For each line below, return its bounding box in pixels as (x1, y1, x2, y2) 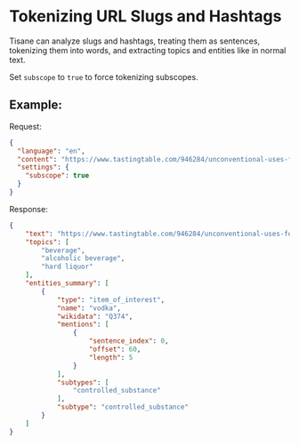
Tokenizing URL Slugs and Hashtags (9, 6, 282, 27)
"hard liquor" (41, 262, 93, 272)
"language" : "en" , (17, 147, 86, 155)
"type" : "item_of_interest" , (56, 295, 166, 304)
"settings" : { (17, 163, 69, 172)
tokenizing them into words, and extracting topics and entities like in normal (9, 44, 287, 55)
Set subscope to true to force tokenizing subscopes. (9, 71, 198, 82)
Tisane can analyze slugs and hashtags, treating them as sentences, (9, 36, 261, 46)
